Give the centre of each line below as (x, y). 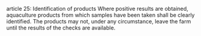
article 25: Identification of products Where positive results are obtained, (97, 9)
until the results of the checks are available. (61, 28)
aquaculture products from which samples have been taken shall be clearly (100, 15)
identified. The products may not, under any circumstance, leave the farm (99, 21)
